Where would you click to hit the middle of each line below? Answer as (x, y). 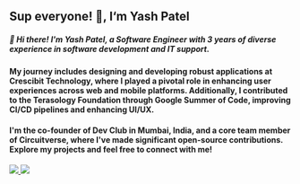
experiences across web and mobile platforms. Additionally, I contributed (149, 91)
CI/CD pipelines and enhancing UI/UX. (82, 110)
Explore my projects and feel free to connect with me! (111, 149)
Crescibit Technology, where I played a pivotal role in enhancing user (140, 81)
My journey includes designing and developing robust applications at (141, 72)
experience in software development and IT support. (110, 48)
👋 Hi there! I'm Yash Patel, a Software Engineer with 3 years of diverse (143, 39)
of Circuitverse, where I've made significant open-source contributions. (146, 139)
